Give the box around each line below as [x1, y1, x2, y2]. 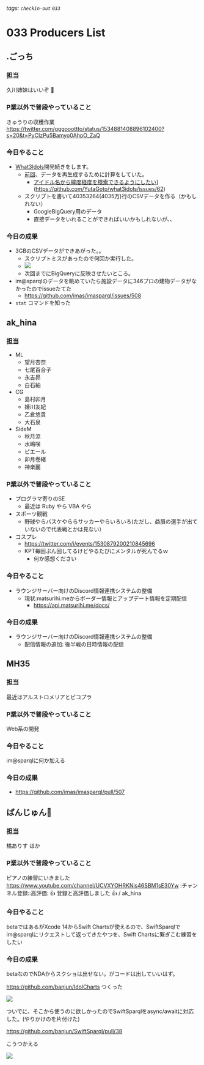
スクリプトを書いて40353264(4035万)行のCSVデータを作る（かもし [24, 193, 197, 200]
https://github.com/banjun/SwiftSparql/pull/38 [6, 1028, 123, 1035]
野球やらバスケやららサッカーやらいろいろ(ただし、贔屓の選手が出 [24, 518, 192, 525]
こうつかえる [6, 1040, 38, 1048]
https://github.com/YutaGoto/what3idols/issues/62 [35, 185, 164, 193]
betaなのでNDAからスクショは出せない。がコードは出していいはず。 [6, 970, 178, 978]
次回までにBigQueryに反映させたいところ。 [24, 270, 134, 277]
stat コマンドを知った [15, 299, 71, 306]
